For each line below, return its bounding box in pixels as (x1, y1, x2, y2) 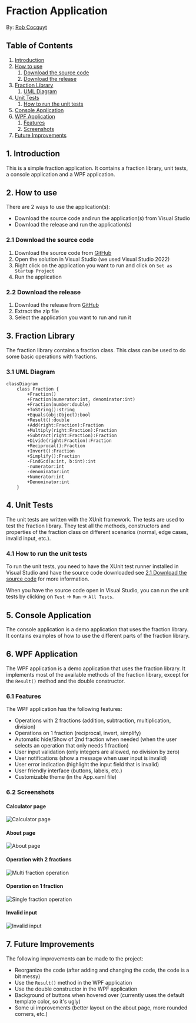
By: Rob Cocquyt (6, 24, 47, 31)
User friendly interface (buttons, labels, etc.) (14, 767, 122, 774)
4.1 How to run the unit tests (6, 549, 88, 558)
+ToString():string (27, 407, 75, 413)
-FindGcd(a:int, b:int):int (27, 458, 96, 464)
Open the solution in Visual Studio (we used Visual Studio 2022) (14, 255, 170, 263)
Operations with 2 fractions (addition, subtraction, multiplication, (14, 717, 171, 724)
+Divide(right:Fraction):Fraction (27, 438, 112, 444)
